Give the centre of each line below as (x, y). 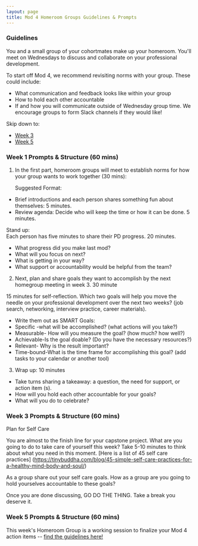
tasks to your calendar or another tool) (62, 359)
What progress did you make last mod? (63, 248)
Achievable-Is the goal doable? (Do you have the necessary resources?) (103, 340)
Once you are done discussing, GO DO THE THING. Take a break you (91, 495)
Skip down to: (23, 123)
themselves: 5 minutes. (43, 206)
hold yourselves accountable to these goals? (61, 484)
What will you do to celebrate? (52, 401)
